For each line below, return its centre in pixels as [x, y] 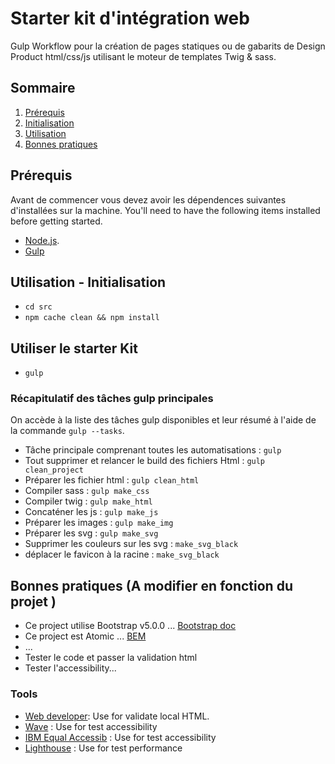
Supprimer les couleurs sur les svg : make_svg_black [131, 544]
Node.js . [42, 240]
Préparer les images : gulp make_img [99, 523]
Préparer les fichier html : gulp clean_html [112, 480]
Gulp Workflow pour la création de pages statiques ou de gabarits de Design [168, 46]
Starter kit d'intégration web [130, 18]
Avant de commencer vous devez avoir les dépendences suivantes [148, 199]
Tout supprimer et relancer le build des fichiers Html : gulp [145, 461]
